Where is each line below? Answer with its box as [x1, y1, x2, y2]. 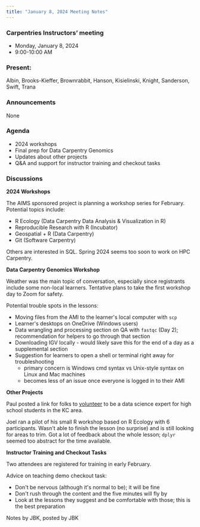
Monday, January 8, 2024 [14, 42, 79, 49]
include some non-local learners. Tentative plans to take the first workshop [6, 284, 191, 291]
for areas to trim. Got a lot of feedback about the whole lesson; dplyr [6, 431, 176, 438]
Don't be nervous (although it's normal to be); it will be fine [14, 484, 160, 491]
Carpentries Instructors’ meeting [6, 28, 104, 36]
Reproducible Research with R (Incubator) [14, 224, 118, 231]
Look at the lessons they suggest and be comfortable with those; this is [14, 496, 191, 504]
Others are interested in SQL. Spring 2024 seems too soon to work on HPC [6, 248, 190, 255]
